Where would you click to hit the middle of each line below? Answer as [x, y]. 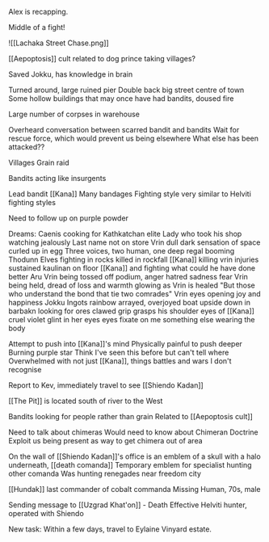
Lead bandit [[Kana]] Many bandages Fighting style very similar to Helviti [130, 194]
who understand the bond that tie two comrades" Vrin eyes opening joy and [134, 294]
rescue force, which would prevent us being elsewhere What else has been [134, 138]
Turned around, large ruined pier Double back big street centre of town [126, 90]
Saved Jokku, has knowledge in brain [71, 74]
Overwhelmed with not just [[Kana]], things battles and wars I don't [120, 361]
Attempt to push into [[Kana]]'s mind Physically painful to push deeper [125, 344]
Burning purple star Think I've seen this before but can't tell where [119, 352]
